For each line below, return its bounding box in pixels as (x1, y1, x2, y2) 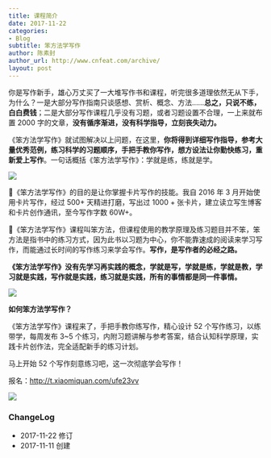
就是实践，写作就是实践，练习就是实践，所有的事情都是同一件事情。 (15, 272, 242, 281)
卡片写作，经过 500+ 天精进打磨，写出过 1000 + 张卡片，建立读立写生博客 (15, 197, 262, 206)
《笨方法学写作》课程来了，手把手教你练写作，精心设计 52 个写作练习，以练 (8, 321, 261, 331)
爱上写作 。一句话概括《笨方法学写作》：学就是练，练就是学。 (15, 155, 217, 164)
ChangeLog (8, 411, 55, 423)
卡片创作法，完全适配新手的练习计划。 (15, 341, 143, 351)
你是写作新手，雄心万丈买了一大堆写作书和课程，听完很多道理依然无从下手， (8, 87, 263, 97)
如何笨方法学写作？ (8, 304, 73, 314)
